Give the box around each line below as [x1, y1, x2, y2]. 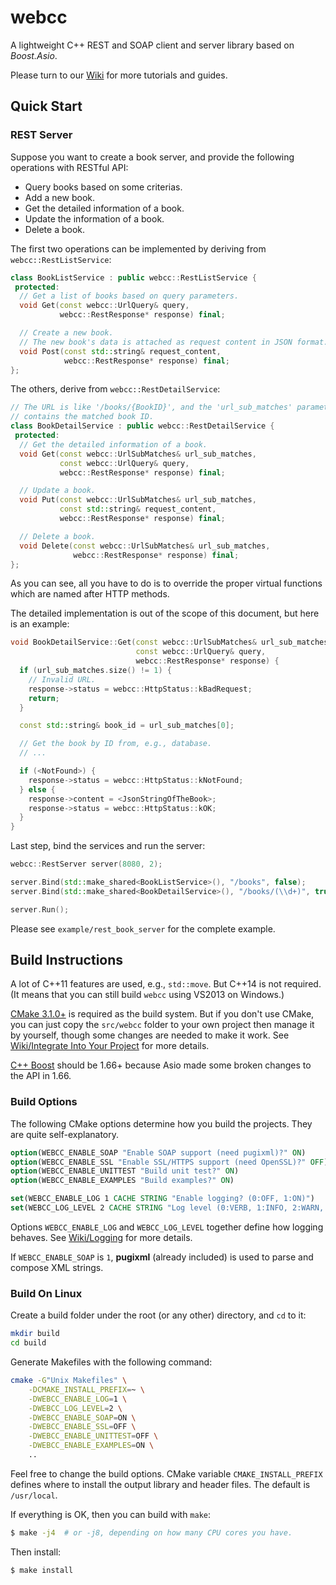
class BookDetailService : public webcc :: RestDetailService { [10, 421, 275, 431]
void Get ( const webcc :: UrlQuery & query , [19, 301, 190, 311]
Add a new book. [24, 191, 95, 203]
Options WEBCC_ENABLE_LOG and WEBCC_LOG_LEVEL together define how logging [10, 1221, 324, 1233]
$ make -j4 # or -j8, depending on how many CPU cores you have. [10, 1527, 293, 1538]
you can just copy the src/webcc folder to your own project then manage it [10, 1019, 315, 1031]
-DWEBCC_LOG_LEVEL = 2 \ [28, 1403, 123, 1413]
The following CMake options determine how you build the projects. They [10, 1117, 313, 1130]
